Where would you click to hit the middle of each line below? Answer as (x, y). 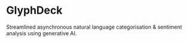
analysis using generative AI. (41, 33)
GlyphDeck (34, 10)
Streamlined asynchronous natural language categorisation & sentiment (94, 27)
